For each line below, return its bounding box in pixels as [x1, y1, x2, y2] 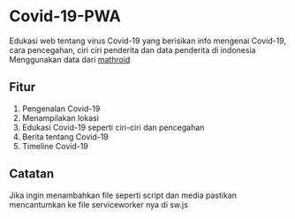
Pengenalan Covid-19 [21, 103, 101, 114]
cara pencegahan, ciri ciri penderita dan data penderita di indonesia [9, 44, 256, 55]
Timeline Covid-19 [21, 140, 88, 151]
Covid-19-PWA [9, 6, 121, 26]
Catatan [9, 166, 55, 182]
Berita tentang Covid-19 [21, 131, 109, 142]
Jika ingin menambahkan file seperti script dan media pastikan [9, 190, 237, 200]
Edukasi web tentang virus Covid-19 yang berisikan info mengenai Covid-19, [9, 35, 287, 46]
